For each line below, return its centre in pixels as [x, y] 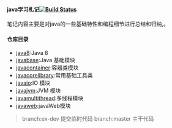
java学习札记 [23, 9]
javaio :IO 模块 [33, 83]
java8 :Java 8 [32, 53]
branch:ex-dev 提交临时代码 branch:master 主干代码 [88, 119]
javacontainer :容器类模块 [47, 68]
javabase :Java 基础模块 [45, 60]
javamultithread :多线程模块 [50, 98]
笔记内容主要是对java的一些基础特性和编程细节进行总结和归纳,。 [88, 24]
